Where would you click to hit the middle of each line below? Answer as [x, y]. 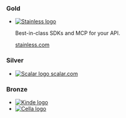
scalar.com [64, 73]
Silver [15, 60]
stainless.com [32, 45]
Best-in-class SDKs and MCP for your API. [68, 33]
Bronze [17, 89]
